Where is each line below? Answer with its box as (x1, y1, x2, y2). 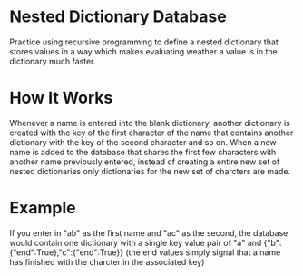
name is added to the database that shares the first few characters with (9, 146, 277, 157)
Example (9, 198, 76, 219)
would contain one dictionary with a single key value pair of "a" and (9, 237, 262, 248)
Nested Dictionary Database (9, 6, 227, 27)
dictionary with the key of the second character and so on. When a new (9, 136, 277, 147)
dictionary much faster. (9, 55, 96, 66)
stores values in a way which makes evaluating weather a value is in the (9, 45, 279, 56)
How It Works (9, 88, 113, 108)
